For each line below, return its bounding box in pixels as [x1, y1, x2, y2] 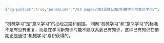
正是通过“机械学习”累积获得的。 [9, 32, 73, 38]
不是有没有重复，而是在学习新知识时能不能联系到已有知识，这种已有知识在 [5, 27, 155, 32]
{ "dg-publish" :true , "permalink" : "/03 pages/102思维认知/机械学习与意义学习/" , [5, 7, 160, 12]
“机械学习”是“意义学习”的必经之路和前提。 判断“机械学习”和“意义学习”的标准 [5, 21, 159, 26]
